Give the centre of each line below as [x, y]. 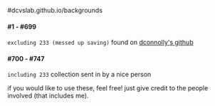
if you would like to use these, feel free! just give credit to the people [108, 88]
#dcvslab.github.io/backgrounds [55, 10]
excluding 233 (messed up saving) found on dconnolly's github [100, 43]
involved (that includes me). [48, 96]
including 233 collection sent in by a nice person [79, 75]
